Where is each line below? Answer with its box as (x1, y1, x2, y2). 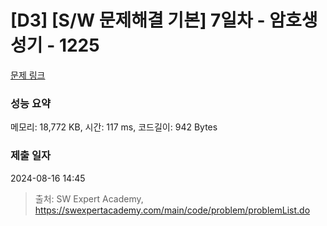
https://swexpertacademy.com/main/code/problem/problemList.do (34, 204, 311, 216)
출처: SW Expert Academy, (34, 192, 144, 205)
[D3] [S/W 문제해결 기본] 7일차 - (10, 9, 266, 32)
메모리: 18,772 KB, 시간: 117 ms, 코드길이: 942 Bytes (10, 121, 218, 133)
